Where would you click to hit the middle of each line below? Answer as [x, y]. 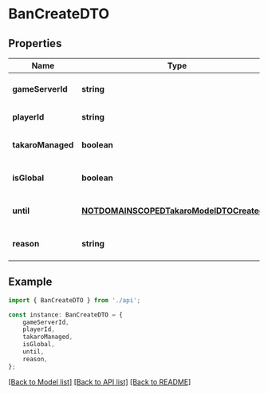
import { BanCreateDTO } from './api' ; [75, 300]
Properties [35, 43]
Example [30, 282]
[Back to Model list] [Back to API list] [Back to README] [100, 382]
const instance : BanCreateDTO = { [66, 315]
